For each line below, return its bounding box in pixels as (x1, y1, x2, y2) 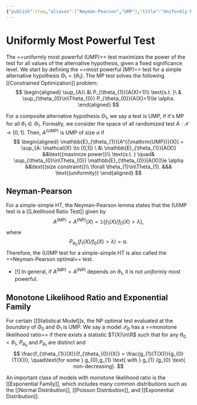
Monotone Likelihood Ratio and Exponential (6, 292, 168, 302)
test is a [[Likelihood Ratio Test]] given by (6, 208, 106, 215)
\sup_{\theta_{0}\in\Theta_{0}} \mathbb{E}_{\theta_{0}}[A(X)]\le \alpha (13, 157, 184, 164)
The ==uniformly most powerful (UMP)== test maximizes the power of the (6, 53, 186, 60)
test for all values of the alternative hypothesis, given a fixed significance (6, 59, 183, 66)
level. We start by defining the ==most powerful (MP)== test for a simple (6, 66, 182, 73)
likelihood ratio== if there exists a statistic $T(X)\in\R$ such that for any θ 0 (6, 331, 186, 339)
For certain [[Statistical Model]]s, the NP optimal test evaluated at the (6, 318, 174, 325)
